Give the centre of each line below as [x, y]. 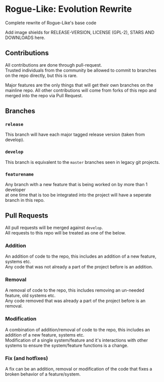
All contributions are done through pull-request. [54, 65]
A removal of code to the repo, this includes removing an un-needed [75, 290]
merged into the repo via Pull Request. [44, 95]
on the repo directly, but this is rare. [41, 76]
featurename [20, 174]
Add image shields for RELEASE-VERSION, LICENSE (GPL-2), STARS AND [80, 32]
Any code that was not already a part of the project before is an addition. [79, 267]
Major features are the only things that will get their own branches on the [79, 85]
